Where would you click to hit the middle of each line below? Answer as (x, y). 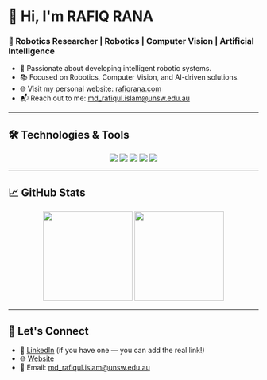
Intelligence (32, 51)
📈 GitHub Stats (47, 192)
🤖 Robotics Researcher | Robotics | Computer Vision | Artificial (131, 41)
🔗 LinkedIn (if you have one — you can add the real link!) (112, 350)
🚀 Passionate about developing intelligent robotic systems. (116, 69)
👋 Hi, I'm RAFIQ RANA (81, 16)
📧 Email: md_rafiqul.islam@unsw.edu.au (85, 367)
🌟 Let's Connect (48, 331)
